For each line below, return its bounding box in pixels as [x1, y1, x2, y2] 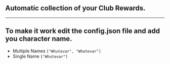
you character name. [5, 34, 72, 43]
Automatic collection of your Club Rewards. [5, 4, 146, 12]
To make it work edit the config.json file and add [5, 27, 160, 35]
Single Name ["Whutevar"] [12, 53, 68, 59]
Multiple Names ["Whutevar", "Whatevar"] [12, 47, 101, 54]
